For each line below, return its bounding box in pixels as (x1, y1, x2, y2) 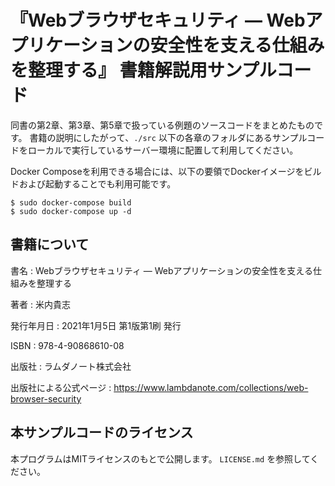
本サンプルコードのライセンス (10, 424, 194, 441)
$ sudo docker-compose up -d (10, 206, 132, 216)
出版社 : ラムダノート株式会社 (10, 360, 132, 372)
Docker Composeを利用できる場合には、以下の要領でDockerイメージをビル (10, 165, 322, 177)
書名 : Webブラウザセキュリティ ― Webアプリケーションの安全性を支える (10, 264, 313, 276)
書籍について (10, 236, 90, 253)
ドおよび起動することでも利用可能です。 (10, 177, 177, 190)
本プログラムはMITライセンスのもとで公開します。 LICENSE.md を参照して (10, 452, 311, 465)
